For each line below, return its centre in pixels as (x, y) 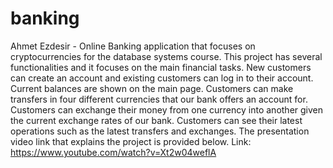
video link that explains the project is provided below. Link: (131, 141)
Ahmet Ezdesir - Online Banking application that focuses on (133, 46)
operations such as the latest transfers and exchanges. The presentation (160, 131)
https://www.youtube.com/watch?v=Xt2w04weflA (113, 152)
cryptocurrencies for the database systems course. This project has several (166, 56)
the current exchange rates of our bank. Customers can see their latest (156, 120)
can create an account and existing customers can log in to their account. (162, 78)
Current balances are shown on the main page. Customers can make (152, 88)
